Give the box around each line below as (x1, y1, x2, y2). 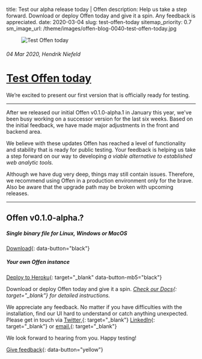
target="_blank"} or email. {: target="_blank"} (6, 322, 117, 329)
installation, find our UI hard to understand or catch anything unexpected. (6, 310, 188, 317)
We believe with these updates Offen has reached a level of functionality (6, 139, 186, 147)
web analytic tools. (6, 158, 54, 166)
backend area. (6, 128, 42, 135)
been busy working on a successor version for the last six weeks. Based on (6, 115, 194, 122)
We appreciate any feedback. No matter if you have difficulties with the (6, 303, 182, 310)
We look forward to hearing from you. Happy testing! (6, 334, 137, 342)
